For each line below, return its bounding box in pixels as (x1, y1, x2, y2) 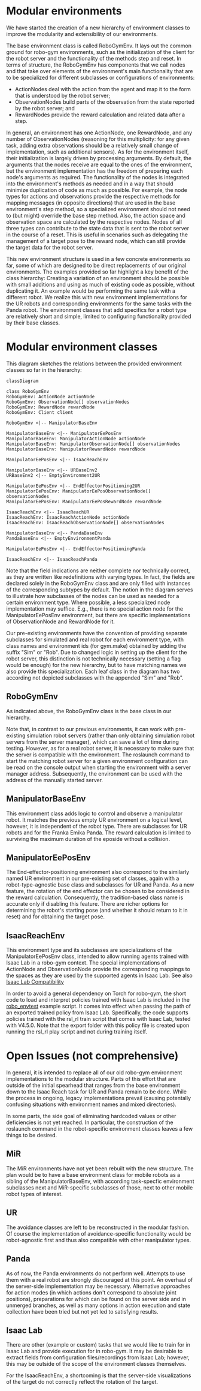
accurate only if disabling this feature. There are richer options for (6, 900, 169, 908)
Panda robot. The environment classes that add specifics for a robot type (6, 306, 187, 313)
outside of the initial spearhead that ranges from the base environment (6, 1081, 181, 1089)
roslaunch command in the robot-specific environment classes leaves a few (6, 1125, 193, 1132)
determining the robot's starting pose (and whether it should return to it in (6, 907, 188, 914)
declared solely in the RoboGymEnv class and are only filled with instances (6, 579, 191, 587)
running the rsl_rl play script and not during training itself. (6, 1028, 148, 1035)
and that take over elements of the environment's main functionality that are (6, 67, 193, 74)
